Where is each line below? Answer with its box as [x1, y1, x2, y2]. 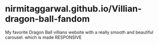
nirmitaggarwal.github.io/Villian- [5, 3, 142, 14]
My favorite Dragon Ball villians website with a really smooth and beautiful [5, 29, 154, 35]
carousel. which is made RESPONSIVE [5, 34, 82, 40]
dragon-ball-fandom [5, 13, 90, 24]
